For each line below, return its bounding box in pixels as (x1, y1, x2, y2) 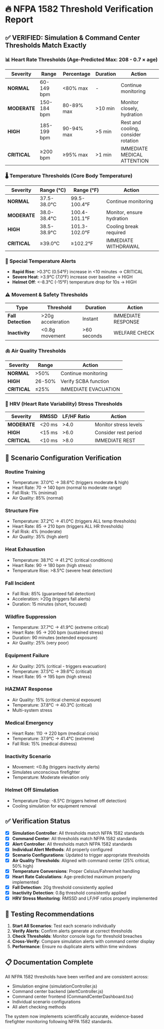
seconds (82, 332, 102, 339)
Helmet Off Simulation (5, 787, 59, 793)
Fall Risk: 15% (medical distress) (12, 741, 77, 747)
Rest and (121, 119, 141, 125)
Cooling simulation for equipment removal (12, 803, 97, 808)
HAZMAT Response (5, 686, 53, 692)
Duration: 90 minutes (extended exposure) (12, 635, 98, 641)
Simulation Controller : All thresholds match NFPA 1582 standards (12, 830, 144, 836)
